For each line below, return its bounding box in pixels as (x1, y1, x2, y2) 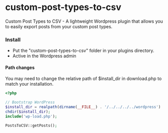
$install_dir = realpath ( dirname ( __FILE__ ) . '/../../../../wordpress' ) (5, 105, 161, 110)
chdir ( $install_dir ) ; (5, 109, 51, 114)
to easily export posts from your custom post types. (5, 23, 113, 29)
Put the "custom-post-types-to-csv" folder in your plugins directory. (12, 47, 154, 54)
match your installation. (5, 81, 54, 87)
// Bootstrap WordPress (5, 100, 55, 105)
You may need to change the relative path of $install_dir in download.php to (5, 76, 162, 82)
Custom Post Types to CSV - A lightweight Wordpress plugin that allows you (5, 18, 163, 24)
